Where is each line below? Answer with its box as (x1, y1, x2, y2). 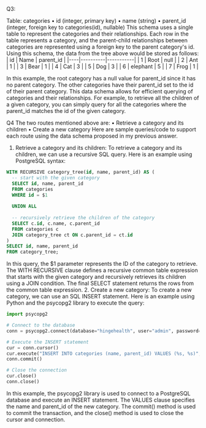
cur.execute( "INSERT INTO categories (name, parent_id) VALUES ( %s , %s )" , (6, 350, 202, 357)
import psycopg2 (6, 311, 48, 317)
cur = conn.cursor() (6, 344, 59, 351)
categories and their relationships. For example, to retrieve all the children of (6, 95, 199, 101)
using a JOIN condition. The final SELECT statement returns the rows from (6, 279, 194, 287)
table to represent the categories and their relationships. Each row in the (6, 30, 189, 37)
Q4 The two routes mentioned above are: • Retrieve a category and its (6, 119, 184, 126)
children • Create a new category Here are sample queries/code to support (6, 126, 196, 133)
